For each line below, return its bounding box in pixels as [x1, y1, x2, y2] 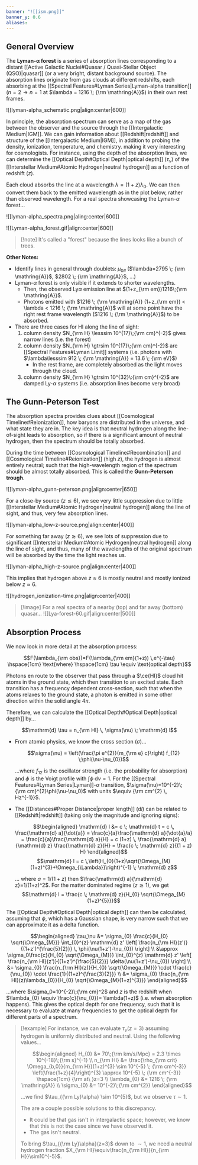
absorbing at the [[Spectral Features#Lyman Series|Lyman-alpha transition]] [6, 82, 192, 89]
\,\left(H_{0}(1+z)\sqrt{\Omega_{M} [85, 858, 171, 864]
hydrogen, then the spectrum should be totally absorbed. [6, 437, 145, 445]
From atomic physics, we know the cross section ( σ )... [14, 738, 147, 745]
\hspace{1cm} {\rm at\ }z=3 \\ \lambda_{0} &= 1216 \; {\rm [36, 1075, 177, 1082]
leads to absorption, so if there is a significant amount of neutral [26, 432, 183, 439]
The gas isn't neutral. [29, 1128, 82, 1135]
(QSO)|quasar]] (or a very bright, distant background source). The [6, 70, 167, 77]
